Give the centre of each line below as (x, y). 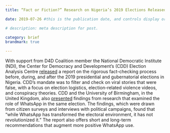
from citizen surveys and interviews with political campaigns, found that (80, 109)
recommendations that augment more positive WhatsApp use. (70, 125)
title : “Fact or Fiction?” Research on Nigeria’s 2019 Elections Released (86, 10)
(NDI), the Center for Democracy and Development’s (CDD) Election (76, 66)
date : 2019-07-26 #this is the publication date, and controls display (82, 19)
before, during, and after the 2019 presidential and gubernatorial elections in (85, 77)
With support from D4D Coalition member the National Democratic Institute (83, 61)
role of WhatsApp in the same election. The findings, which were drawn (80, 104)
